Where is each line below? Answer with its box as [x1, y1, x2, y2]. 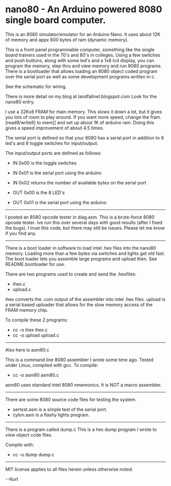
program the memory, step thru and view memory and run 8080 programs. [5, 63, 162, 69]
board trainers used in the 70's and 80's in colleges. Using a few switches [5, 52, 160, 58]
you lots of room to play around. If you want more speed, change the [5, 114, 149, 120]
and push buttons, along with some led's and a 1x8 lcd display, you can [5, 57, 154, 63]
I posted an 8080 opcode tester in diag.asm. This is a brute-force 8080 [5, 214, 155, 220]
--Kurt [5, 476, 19, 482]
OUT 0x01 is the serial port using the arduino [12, 199, 107, 205]
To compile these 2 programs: [5, 317, 68, 323]
